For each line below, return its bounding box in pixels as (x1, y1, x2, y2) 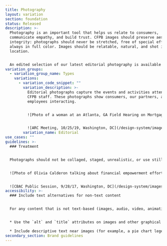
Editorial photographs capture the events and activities (27, 90, 150, 95)
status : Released (5, 21, 41, 26)
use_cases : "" (5, 135, 35, 140)
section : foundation (5, 16, 48, 21)
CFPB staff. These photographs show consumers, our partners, (27, 94, 159, 99)
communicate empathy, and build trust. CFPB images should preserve (9, 35, 155, 40)
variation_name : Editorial (23, 130, 79, 135)
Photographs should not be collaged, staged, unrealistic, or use (9, 157, 150, 162)
